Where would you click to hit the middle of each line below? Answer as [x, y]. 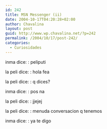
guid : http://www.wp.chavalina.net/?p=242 [50, 33]
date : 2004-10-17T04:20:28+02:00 [40, 19]
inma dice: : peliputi [26, 62]
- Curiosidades [26, 48]
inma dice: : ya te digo [28, 121]
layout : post [19, 29]
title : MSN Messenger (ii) [34, 15]
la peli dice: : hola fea [27, 72]
